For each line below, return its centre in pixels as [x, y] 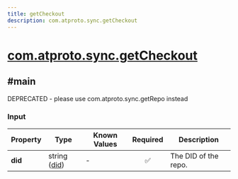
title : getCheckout [36, 14]
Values [105, 144]
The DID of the [194, 156]
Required [148, 139]
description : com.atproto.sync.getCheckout [73, 21]
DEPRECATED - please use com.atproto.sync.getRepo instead [98, 98]
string [58, 156]
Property [26, 139]
